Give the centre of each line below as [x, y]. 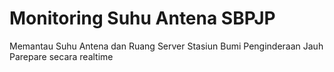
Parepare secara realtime [61, 56]
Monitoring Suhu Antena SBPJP [142, 18]
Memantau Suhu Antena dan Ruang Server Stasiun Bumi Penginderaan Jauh [166, 46]
